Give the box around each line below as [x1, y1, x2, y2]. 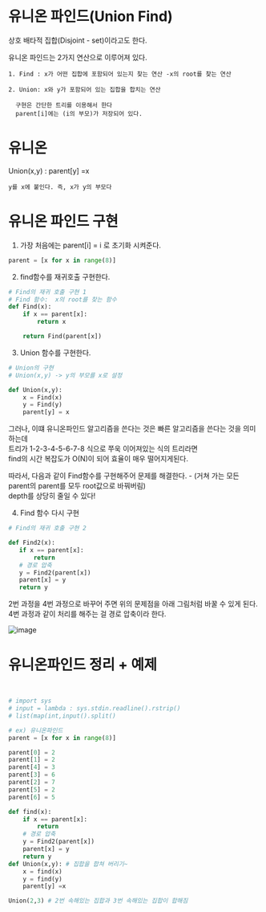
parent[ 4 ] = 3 [8, 763, 56, 771]
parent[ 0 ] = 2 [8, 748, 56, 756]
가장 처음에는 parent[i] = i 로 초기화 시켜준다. [19, 240, 162, 250]
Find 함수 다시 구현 [19, 508, 80, 518]
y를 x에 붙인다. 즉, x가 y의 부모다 [8, 182, 112, 191]
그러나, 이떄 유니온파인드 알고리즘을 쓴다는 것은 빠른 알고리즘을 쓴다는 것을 [8, 423, 242, 434]
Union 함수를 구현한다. [19, 347, 91, 358]
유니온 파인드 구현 [8, 212, 119, 231]
